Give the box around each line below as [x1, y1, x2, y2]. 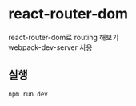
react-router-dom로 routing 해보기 [8, 32, 119, 42]
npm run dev [8, 90, 48, 98]
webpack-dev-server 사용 [8, 42, 93, 52]
